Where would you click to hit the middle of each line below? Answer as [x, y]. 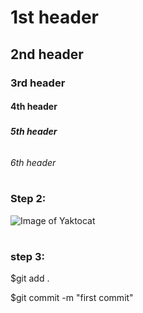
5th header [34, 132]
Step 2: [28, 199]
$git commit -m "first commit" [72, 298]
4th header [34, 107]
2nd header [47, 54]
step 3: [27, 256]
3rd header [38, 83]
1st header [55, 17]
